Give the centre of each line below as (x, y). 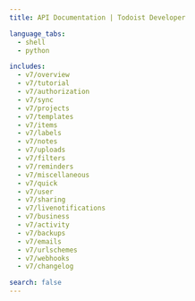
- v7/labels (40, 133)
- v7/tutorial (43, 83)
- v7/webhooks (43, 258)
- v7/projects (43, 108)
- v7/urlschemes (47, 250)
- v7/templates (46, 116)
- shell (32, 42)
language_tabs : (38, 34)
